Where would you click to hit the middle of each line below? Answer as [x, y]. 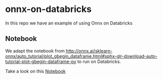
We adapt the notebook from [35, 50]
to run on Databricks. [99, 61]
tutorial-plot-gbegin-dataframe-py [41, 61]
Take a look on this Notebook [35, 71]
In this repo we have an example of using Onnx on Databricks [69, 23]
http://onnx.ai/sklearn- [89, 50]
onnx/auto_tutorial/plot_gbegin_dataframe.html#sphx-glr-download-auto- [81, 56]
